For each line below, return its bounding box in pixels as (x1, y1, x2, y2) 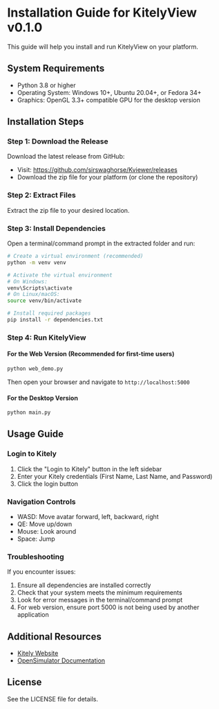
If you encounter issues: (7, 568, 76, 576)
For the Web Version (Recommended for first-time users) (7, 350, 175, 358)
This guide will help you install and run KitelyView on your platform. (7, 42, 199, 51)
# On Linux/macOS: (7, 291, 60, 298)
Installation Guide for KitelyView (7, 5, 197, 21)
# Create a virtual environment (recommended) (7, 253, 144, 260)
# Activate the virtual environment (7, 272, 113, 279)
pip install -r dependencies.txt (7, 317, 104, 324)
